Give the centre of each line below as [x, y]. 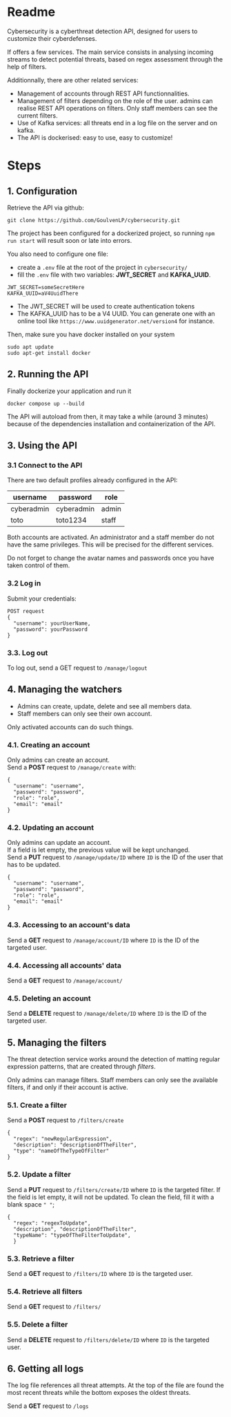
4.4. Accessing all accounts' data [64, 965]
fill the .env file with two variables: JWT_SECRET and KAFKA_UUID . [114, 275]
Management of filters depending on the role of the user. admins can [115, 100]
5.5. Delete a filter [38, 1324]
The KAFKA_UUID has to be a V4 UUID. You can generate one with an [116, 313]
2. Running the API [48, 374]
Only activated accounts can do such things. [70, 726]
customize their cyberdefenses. [52, 38]
